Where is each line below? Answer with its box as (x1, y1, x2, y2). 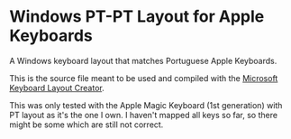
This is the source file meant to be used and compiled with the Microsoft (9, 72, 278, 83)
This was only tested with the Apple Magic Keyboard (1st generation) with (9, 99, 283, 110)
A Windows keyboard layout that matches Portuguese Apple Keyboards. (9, 55, 277, 66)
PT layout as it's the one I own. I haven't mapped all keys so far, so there (9, 109, 277, 120)
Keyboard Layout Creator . (9, 82, 105, 93)
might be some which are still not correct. (9, 119, 164, 130)
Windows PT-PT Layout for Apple (9, 6, 265, 27)
